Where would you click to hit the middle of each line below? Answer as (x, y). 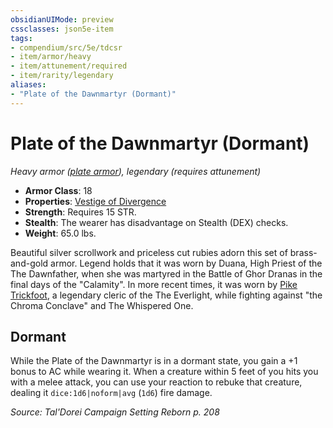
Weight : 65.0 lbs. (60, 233)
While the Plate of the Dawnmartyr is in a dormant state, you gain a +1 (154, 361)
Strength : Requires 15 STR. (80, 212)
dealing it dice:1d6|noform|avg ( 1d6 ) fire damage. (111, 393)
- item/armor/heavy (51, 57)
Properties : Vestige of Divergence (95, 201)
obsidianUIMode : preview (62, 19)
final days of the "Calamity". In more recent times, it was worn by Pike (154, 284)
